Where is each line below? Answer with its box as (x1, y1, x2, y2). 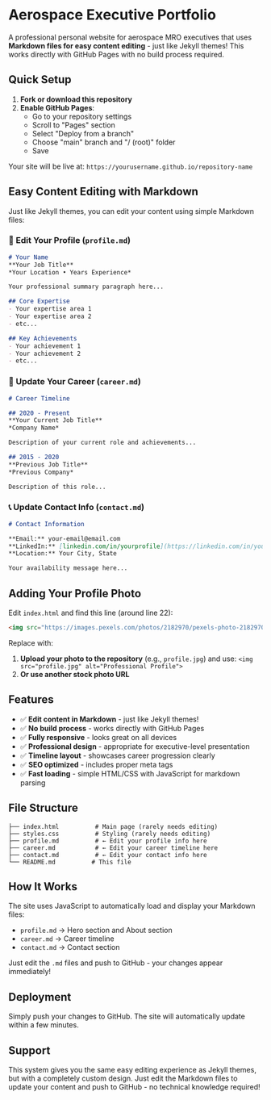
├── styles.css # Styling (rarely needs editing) (8, 830, 211, 838)
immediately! (8, 967, 51, 977)
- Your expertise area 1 (8, 305, 92, 313)
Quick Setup (8, 73, 72, 86)
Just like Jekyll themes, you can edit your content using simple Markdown (8, 206, 255, 215)
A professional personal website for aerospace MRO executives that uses (8, 32, 252, 42)
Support (8, 1044, 51, 1057)
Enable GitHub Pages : (19, 102, 95, 112)
